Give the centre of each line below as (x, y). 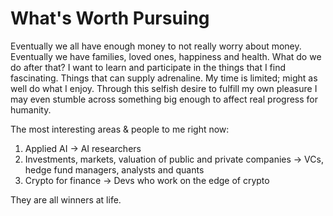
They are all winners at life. (66, 199)
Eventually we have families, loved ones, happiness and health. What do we (166, 56)
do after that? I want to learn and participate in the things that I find (148, 67)
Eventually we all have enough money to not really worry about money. (156, 46)
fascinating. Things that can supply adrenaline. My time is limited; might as (164, 78)
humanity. (31, 109)
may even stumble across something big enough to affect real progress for (164, 99)
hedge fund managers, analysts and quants (114, 169)
